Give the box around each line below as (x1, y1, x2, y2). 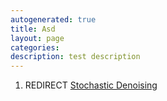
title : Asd (10, 24, 56, 34)
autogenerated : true (10, 14, 97, 25)
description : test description (10, 52, 141, 62)
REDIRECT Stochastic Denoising (24, 79, 158, 91)
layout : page (10, 33, 65, 43)
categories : (10, 42, 60, 53)
